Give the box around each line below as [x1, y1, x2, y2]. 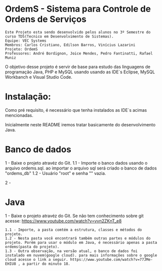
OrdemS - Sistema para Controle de [5, 3, 151, 15]
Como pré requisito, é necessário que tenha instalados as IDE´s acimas [5, 107, 147, 113]
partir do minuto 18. [26, 261, 70, 266]
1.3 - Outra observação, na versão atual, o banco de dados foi [5, 249, 138, 254]
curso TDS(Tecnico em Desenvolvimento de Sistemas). [5, 34, 114, 39]
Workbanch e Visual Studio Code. [5, 74, 73, 80]
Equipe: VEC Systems [5, 38, 47, 43]
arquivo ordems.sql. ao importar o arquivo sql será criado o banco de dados [5, 165, 157, 171]
